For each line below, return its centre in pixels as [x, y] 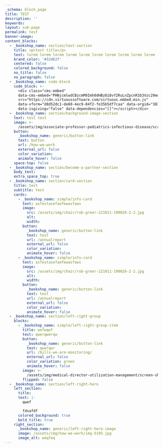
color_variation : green [51, 362]
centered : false [30, 64]
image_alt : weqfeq [36, 438]
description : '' [21, 18]
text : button [31, 141]
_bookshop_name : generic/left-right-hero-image [67, 429]
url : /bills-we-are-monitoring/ [59, 352]
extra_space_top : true [37, 177]
